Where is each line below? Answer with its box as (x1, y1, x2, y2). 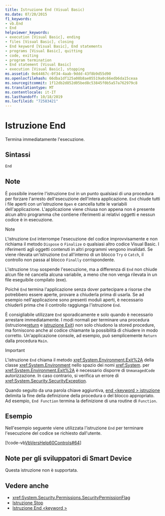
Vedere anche (5, 482, 49, 490)
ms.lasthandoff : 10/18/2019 (5, 94, 63, 99)
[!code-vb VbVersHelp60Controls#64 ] (5, 440, 82, 446)
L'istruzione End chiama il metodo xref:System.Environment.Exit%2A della (5, 357, 154, 363)
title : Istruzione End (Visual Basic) (5, 7, 85, 12)
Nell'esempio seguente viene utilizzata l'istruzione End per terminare (5, 425, 144, 431)
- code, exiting (5, 53, 38, 58)
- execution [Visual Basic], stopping (5, 67, 85, 72)
